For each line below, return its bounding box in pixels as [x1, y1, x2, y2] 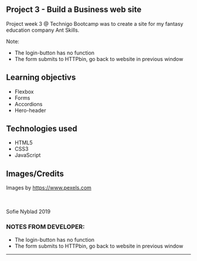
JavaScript [14, 152, 41, 159]
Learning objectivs [6, 73, 76, 83]
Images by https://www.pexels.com [6, 184, 92, 191]
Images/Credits [6, 168, 64, 178]
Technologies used [6, 124, 77, 134]
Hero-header [14, 107, 46, 114]
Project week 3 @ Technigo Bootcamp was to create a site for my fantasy [6, 20, 184, 27]
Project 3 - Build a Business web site [6, 5, 142, 15]
